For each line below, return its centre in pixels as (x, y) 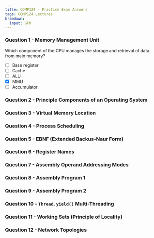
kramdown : (15, 18)
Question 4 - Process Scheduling (45, 126)
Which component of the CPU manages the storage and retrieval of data (77, 50)
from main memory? (25, 56)
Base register (25, 65)
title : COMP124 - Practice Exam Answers (46, 9)
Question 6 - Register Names (40, 152)
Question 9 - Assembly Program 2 (46, 191)
